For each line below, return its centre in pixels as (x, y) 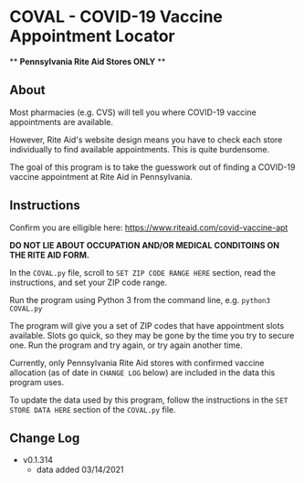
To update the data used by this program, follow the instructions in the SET (149, 400)
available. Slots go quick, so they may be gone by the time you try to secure (152, 335)
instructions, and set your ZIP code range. (89, 282)
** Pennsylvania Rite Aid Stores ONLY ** (88, 61)
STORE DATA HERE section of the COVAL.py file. (93, 409)
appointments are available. (62, 121)
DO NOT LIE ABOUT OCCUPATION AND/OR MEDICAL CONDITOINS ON (145, 245)
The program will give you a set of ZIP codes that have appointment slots (147, 325)
